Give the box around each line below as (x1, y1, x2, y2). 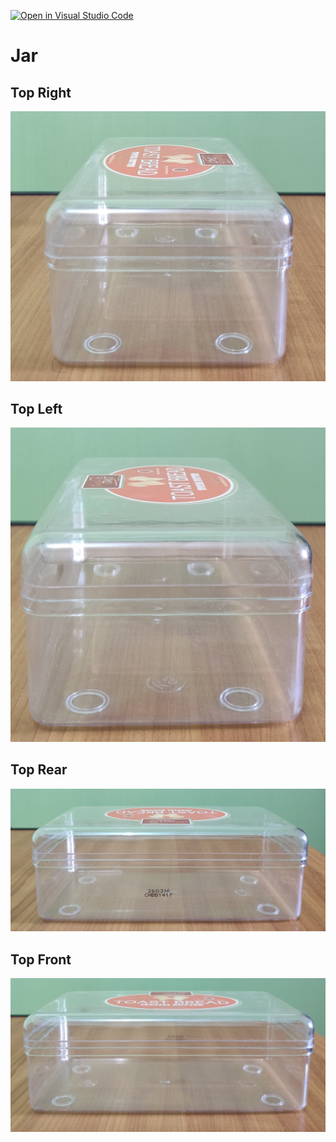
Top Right (10, 84, 72, 101)
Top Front (10, 951, 72, 968)
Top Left (10, 401, 63, 418)
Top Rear (10, 761, 68, 779)
